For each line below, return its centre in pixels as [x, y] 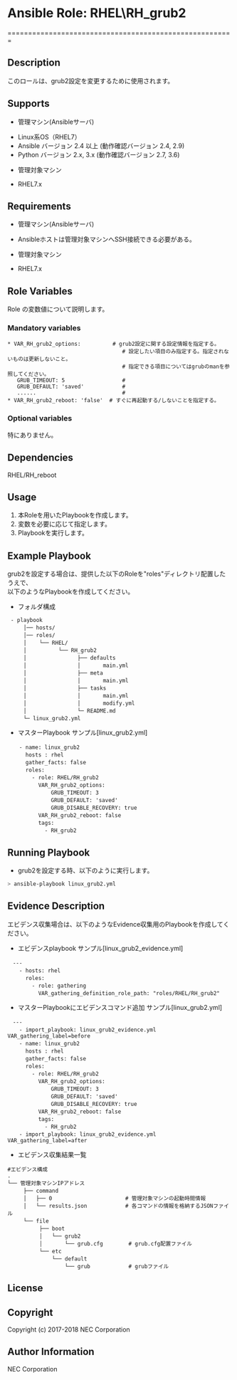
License [25, 1289]
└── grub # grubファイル [117, 1266]
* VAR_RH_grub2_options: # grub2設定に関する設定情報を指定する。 [114, 344]
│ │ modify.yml [79, 704]
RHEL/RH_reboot [32, 475]
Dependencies [40, 458]
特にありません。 [32, 435]
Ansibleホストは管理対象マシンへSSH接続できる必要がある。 [106, 239]
